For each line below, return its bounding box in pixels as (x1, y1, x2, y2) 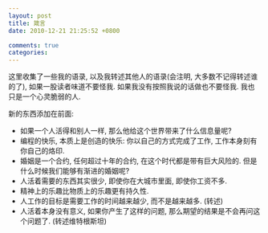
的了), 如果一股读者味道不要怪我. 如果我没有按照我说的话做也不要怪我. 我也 (8, 82, 255, 92)
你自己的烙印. (19, 146, 65, 156)
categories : (8, 49, 48, 57)
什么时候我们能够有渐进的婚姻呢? (19, 166, 130, 176)
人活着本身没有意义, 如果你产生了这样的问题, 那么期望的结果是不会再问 (19, 206, 254, 216)
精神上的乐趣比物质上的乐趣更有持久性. (19, 186, 149, 196)
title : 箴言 (8, 19, 46, 27)
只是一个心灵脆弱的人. (8, 92, 82, 101)
